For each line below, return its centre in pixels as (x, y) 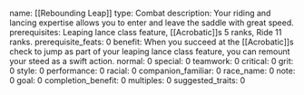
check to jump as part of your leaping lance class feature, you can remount (150, 52)
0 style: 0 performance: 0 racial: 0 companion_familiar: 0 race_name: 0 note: (152, 71)
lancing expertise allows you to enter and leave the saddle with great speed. (152, 23)
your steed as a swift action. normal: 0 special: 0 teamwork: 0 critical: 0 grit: (152, 61)
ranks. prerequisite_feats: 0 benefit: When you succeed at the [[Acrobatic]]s (152, 42)
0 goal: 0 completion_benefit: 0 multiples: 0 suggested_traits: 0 (127, 80)
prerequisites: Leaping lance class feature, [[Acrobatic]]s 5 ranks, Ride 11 (146, 32)
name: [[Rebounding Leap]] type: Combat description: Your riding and (140, 13)
